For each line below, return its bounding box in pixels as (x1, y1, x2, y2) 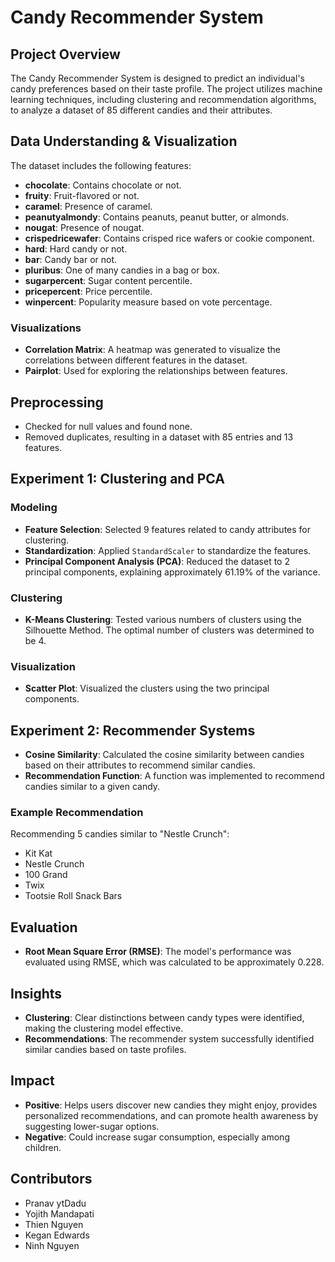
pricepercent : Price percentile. (24, 285, 153, 297)
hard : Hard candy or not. (24, 242, 128, 255)
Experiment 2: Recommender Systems (10, 722, 256, 739)
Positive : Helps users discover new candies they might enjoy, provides (24, 1099, 318, 1111)
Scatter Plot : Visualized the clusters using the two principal (24, 682, 270, 695)
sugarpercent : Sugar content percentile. (24, 274, 193, 286)
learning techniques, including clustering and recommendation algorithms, (10, 94, 317, 105)
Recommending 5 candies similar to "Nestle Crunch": (10, 828, 230, 840)
